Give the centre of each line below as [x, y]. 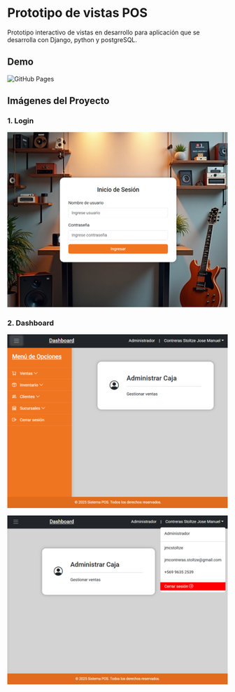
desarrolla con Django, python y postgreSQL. [72, 39]
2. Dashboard [31, 323]
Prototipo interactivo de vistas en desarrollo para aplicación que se [104, 32]
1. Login [21, 121]
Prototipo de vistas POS [78, 13]
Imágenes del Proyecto [58, 101]
